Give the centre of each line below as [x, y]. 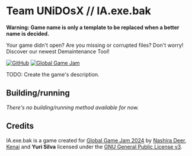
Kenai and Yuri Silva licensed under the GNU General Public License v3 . [94, 147]
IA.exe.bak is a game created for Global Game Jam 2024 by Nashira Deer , [96, 140]
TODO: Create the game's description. [53, 74]
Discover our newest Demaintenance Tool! [58, 51]
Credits [20, 126]
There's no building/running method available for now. [73, 107]
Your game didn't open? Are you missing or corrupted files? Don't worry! [95, 45]
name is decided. [28, 33]
